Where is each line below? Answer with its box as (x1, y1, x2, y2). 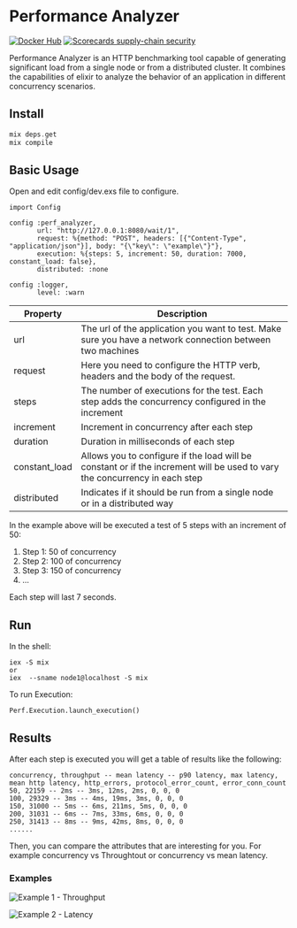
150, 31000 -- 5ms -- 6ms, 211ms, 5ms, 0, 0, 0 (9, 801, 188, 810)
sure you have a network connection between (80, 334, 271, 346)
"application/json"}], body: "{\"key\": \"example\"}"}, (9, 242, 224, 251)
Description (156, 308, 208, 320)
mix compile (9, 138, 53, 147)
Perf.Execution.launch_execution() (9, 706, 141, 716)
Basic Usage (9, 162, 80, 178)
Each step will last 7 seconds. (9, 592, 117, 602)
